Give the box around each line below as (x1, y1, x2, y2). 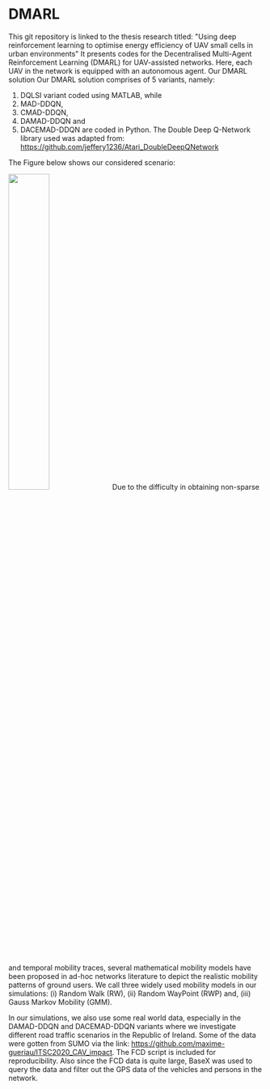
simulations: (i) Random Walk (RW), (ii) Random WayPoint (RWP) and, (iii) (8, 989, 251, 998)
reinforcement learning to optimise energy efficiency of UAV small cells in (8, 40, 253, 49)
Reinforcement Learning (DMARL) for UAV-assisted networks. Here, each (8, 57, 253, 67)
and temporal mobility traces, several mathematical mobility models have (8, 963, 252, 972)
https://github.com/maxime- (131, 1038, 226, 1049)
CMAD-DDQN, (19, 107, 69, 117)
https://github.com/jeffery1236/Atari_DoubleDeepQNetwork (19, 142, 219, 151)
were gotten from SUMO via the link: (8, 1038, 130, 1049)
